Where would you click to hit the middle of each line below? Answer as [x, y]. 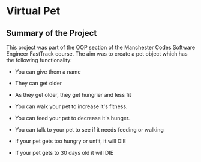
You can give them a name [48, 72]
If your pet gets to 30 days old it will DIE [64, 153]
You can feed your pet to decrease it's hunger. [72, 118]
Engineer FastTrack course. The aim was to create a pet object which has [97, 54]
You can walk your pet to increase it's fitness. [71, 106]
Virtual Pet [33, 11]
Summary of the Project [52, 33]
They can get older [38, 83]
